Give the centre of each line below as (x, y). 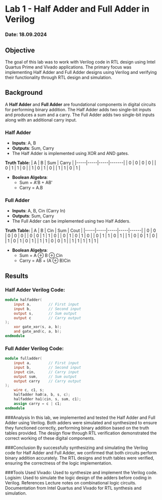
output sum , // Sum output (45, 377)
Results (17, 276)
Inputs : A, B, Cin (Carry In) (39, 211)
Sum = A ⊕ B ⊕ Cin (41, 256)
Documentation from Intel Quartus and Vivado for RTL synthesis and (73, 488)
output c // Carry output (48, 318)
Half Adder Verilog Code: (35, 290)
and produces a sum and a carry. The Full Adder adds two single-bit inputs (80, 115)
